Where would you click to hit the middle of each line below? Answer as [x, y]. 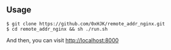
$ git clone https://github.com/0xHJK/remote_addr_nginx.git [86, 23]
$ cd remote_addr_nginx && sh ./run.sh [57, 29]
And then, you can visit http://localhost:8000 [63, 40]
